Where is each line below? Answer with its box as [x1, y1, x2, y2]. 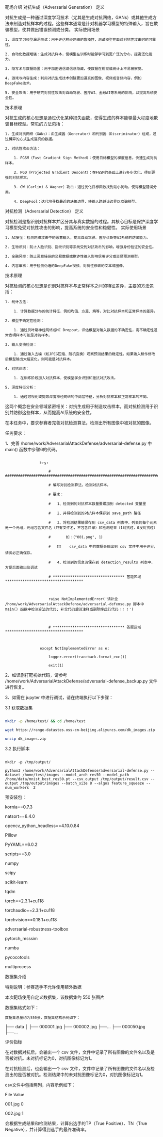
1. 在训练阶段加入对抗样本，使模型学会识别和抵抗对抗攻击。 [14, 375, 118, 380]
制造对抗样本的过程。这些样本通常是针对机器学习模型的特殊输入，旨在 [13, 21, 154, 26]
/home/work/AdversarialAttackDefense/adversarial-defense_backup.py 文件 [5, 678, 158, 684]
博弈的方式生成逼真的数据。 [8, 137, 56, 142]
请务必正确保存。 [5, 551, 34, 555]
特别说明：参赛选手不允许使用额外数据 [5, 984, 81, 990]
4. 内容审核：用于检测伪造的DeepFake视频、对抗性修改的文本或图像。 [5, 263, 127, 268]
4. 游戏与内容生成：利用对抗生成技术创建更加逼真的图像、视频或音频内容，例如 [5, 76, 142, 81]
